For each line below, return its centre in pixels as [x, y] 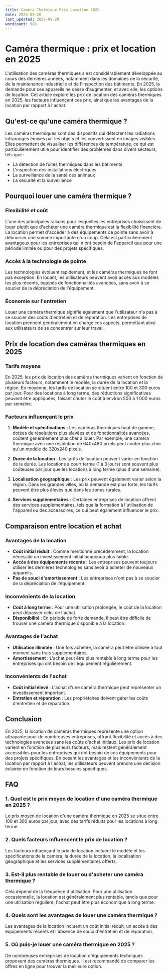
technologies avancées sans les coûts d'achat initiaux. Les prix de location [82, 742]
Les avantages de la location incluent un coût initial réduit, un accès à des [81, 926]
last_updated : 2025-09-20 [32, 19]
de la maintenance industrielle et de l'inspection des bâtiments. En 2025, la [83, 84]
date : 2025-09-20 [23, 15]
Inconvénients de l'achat [36, 676]
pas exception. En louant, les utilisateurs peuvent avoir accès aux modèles [82, 277]
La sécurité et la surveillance [42, 180]
